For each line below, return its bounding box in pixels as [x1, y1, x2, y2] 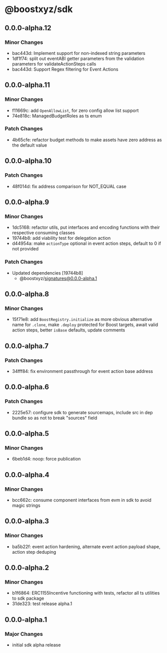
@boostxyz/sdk [5, 4, 73, 15]
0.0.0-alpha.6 [5, 383, 49, 391]
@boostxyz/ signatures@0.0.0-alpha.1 [19, 275, 98, 281]
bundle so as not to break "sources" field [12, 415, 98, 421]
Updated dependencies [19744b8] [12, 270, 83, 276]
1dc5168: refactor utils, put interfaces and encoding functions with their [12, 224, 160, 230]
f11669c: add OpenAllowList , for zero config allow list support [12, 107, 139, 113]
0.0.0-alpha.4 [5, 470, 50, 479]
